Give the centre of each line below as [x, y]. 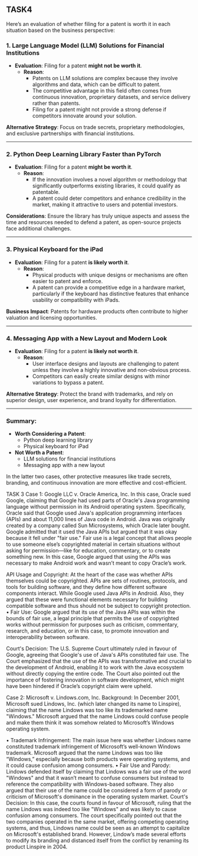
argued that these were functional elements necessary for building [87, 600]
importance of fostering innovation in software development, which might [95, 680]
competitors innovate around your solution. [85, 116]
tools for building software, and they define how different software [87, 587]
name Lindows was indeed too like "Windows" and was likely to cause [91, 809]
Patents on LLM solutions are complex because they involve [105, 78]
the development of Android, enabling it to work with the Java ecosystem [95, 667]
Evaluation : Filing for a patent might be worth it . [73, 167]
